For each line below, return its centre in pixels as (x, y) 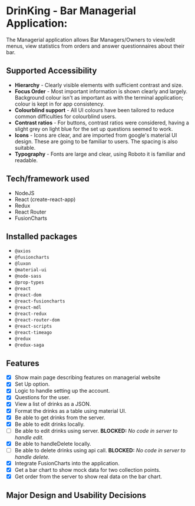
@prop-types (29, 282)
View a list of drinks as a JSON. (53, 404)
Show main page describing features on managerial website (87, 377)
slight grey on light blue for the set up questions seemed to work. (94, 129)
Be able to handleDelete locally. (53, 443)
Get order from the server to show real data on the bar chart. (88, 477)
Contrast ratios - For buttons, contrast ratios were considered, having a (102, 123)
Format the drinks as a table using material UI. (70, 410)
